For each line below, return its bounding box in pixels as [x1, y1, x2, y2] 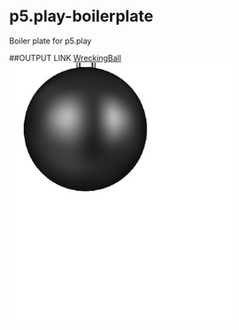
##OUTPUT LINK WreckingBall [9, 52, 122, 63]
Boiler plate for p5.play [9, 35, 92, 46]
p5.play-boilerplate [9, 6, 154, 27]
